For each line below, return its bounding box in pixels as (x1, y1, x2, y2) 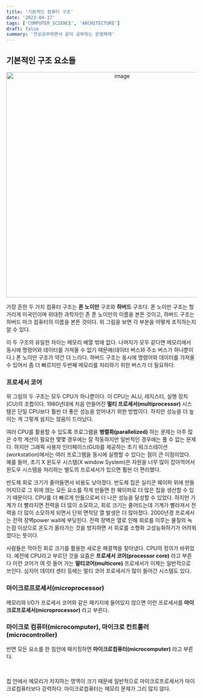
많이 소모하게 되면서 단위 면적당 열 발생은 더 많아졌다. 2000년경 (24, 509, 174, 517)
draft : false (6, 25, 39, 32)
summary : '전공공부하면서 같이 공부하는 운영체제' (6, 31, 115, 37)
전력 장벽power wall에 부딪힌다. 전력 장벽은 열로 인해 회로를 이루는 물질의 (12, 517, 186, 524)
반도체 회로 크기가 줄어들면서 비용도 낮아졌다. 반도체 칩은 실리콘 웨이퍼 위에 (6, 479, 184, 486)
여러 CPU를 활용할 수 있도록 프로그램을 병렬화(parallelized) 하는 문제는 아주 (6, 428, 187, 436)
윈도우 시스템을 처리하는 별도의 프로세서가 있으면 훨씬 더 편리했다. (6, 466, 161, 473)
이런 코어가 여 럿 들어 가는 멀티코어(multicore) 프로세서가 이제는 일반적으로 (12, 560, 192, 567)
